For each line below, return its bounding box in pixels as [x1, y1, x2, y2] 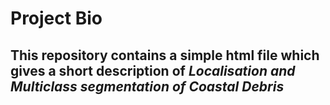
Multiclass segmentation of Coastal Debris [10, 78, 285, 95]
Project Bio [10, 7, 103, 30]
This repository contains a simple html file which [10, 47, 320, 64]
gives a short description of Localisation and [10, 62, 296, 79]
